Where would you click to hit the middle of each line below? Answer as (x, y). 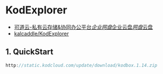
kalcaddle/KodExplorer (41, 33)
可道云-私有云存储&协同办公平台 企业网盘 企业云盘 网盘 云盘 (83, 27)
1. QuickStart (30, 52)
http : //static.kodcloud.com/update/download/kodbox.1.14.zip (81, 65)
